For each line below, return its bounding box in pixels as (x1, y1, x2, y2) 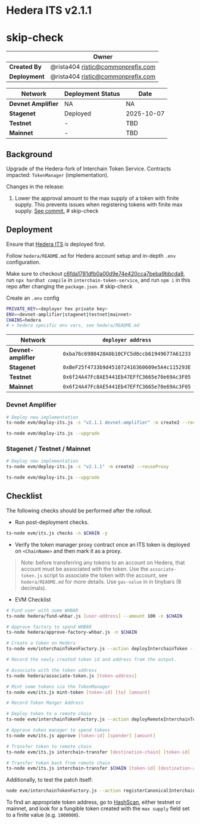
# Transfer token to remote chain (6, 743, 92, 749)
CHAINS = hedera (6, 317, 42, 323)
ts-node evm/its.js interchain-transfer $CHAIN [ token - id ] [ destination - (6, 765, 193, 771)
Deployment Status (64, 90, 120, 98)
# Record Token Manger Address (6, 700, 84, 706)
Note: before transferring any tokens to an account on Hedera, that (20, 559, 185, 566)
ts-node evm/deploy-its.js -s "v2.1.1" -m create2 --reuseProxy (6, 464, 169, 470)
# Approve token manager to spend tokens (6, 727, 111, 733)
